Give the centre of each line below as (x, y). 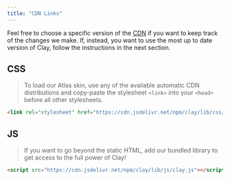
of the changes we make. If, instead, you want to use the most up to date (110, 40)
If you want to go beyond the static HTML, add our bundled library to (120, 151)
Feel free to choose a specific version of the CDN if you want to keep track (112, 33)
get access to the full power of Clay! (75, 157)
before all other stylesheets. (63, 100)
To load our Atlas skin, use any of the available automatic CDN (112, 86)
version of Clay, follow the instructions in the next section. (89, 47)
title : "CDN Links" (35, 13)
